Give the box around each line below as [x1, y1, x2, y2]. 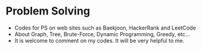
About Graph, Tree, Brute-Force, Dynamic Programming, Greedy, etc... [14, 30, 191, 37]
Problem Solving [5, 4, 91, 18]
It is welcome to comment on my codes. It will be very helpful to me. [14, 37, 185, 44]
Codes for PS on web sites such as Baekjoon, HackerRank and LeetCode [14, 24, 197, 31]
